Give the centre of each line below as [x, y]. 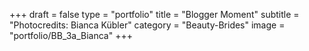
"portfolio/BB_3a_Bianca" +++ [71, 35]
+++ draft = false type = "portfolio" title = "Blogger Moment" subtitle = [154, 14]
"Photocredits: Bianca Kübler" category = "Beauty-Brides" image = [147, 25]
